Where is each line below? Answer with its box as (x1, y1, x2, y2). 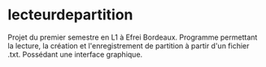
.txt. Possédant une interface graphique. (7, 49, 143, 59)
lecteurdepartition (7, 6, 133, 24)
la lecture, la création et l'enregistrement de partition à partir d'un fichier (7, 40, 250, 50)
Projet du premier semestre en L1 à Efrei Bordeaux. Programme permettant (7, 32, 258, 42)
